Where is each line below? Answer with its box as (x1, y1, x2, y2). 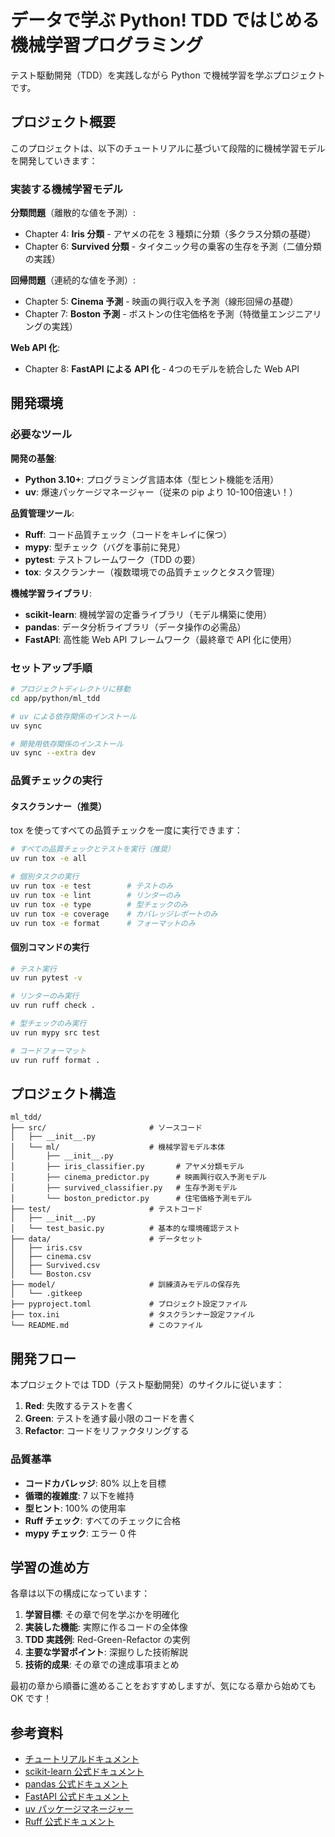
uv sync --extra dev (10, 748, 97, 758)
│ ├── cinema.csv (10, 1252, 92, 1262)
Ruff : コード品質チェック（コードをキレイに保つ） (24, 528, 233, 540)
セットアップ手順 (10, 661, 93, 675)
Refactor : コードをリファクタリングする (24, 1425, 190, 1437)
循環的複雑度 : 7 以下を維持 (24, 1489, 135, 1501)
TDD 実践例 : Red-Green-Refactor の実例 (24, 1634, 190, 1646)
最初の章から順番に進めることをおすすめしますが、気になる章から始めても (10, 1680, 317, 1692)
